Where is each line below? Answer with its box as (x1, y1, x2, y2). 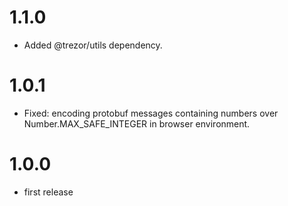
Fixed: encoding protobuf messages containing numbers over (23, 107, 279, 119)
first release (23, 186, 74, 198)
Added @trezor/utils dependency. (23, 39, 163, 51)
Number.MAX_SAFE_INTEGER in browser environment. (23, 117, 251, 130)
